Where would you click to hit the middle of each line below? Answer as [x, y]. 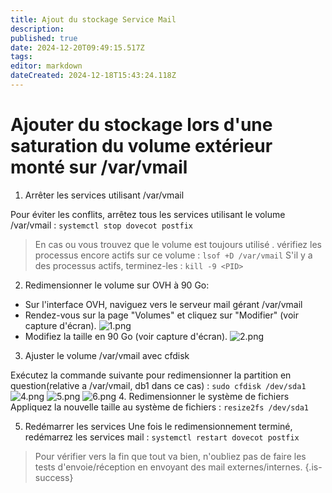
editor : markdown [46, 66]
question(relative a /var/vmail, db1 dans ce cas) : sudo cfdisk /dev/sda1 [158, 385]
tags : [21, 57]
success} [54, 477]
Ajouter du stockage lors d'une [141, 125]
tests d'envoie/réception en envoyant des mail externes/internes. [168, 467]
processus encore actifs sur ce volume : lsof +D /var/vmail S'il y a [173, 255]
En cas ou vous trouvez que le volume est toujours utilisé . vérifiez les [178, 244]
